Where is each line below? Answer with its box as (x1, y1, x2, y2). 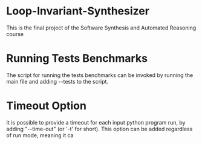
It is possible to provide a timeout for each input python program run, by (6, 119, 186, 126)
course (6, 30, 24, 37)
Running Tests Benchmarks (6, 52, 148, 66)
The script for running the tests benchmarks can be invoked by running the (6, 71, 194, 79)
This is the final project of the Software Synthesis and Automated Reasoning (6, 24, 197, 31)
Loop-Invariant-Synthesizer (6, 4, 150, 18)
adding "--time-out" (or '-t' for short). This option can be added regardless (6, 125, 193, 132)
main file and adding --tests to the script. (6, 78, 109, 85)
